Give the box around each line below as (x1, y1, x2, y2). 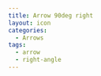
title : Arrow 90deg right (8, 11, 93, 20)
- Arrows (15, 33, 44, 42)
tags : (8, 41, 26, 49)
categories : (8, 26, 47, 34)
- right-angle (15, 56, 62, 64)
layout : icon (8, 19, 51, 27)
